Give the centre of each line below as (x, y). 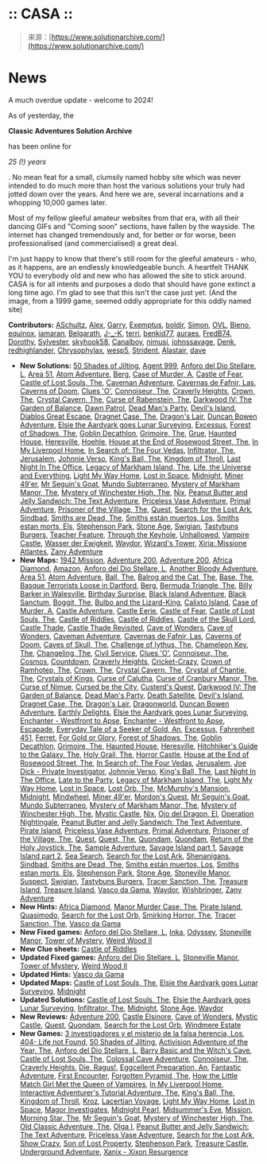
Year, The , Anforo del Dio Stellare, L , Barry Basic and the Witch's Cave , (136, 1050)
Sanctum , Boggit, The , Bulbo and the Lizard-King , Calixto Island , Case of (139, 602)
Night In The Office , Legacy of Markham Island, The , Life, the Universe (135, 467)
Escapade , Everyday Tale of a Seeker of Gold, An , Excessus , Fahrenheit (137, 729)
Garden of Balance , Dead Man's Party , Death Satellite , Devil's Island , (132, 695)
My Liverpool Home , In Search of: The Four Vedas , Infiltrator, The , (128, 450)
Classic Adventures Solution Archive (70, 130)
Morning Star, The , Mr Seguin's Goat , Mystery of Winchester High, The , (137, 1118)
